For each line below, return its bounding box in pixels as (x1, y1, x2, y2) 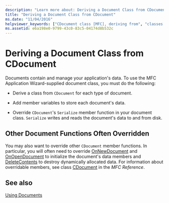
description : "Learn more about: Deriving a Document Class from (5, 7, 145, 13)
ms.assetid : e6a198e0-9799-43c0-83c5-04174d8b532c (5, 26, 114, 31)
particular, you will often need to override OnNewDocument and (5, 148, 137, 154)
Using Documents (5, 192, 43, 198)
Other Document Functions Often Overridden (5, 129, 149, 138)
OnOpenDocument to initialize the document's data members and (5, 153, 141, 159)
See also (5, 179, 33, 187)
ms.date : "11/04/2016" (5, 17, 53, 22)
